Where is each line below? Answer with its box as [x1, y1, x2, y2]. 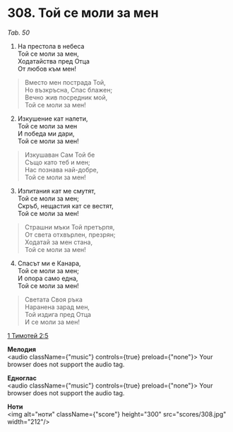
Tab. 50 [7, 28, 30, 37]
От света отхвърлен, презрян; [24, 230, 116, 239]
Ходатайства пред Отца [17, 56, 90, 65]
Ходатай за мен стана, [24, 238, 93, 246]
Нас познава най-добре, [24, 165, 99, 174]
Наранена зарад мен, [24, 302, 90, 311]
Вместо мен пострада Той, [24, 78, 106, 86]
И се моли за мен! [24, 318, 80, 326]
